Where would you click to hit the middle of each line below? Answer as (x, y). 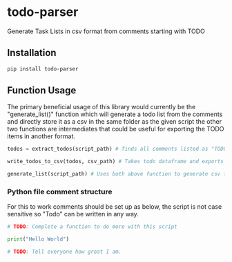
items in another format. (41, 136)
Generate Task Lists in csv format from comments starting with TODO (106, 31)
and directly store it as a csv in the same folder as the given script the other (115, 122)
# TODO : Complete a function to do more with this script (92, 227)
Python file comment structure (60, 191)
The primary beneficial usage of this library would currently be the (101, 107)
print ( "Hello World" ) (38, 239)
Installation (32, 53)
